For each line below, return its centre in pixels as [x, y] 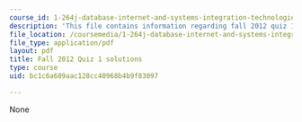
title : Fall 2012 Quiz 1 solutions [76, 59]
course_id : [30, 17]
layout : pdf [31, 51]
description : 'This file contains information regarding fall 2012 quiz [148, 26]
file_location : [38, 34]
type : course [34, 68]
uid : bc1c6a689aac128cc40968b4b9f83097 [84, 76]
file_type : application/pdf [62, 43]
